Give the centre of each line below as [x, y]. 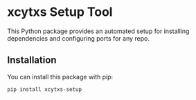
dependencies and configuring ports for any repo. [79, 38]
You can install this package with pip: [60, 77]
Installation [32, 60]
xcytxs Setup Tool [60, 12]
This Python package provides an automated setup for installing [98, 31]
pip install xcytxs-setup [44, 89]
